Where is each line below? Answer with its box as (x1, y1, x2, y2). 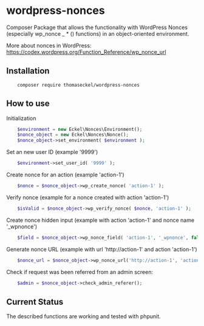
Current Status (6, 296, 64, 307)
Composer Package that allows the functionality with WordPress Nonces (6, 24, 188, 31)
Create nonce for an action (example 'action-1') (6, 171, 124, 179)
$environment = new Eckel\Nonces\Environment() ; (17, 126, 143, 132)
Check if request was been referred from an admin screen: (6, 268, 154, 276)
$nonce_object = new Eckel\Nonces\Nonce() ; (17, 131, 129, 138)
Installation (6, 66, 50, 76)
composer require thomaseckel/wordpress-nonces (17, 82, 140, 88)
